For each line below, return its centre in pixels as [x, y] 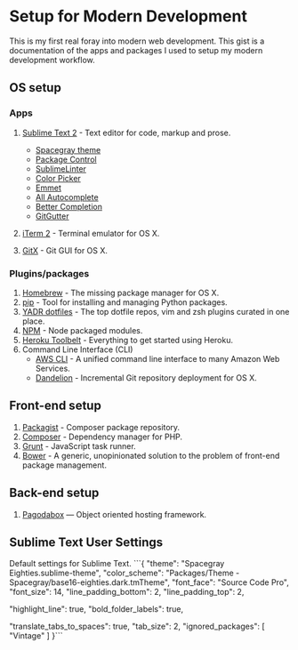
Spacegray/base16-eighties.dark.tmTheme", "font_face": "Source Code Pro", [149, 582]
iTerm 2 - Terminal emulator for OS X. [91, 233]
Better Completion [68, 206]
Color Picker [58, 178]
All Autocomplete [67, 197]
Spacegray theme [68, 149]
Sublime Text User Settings [86, 542]
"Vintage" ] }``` [36, 636]
